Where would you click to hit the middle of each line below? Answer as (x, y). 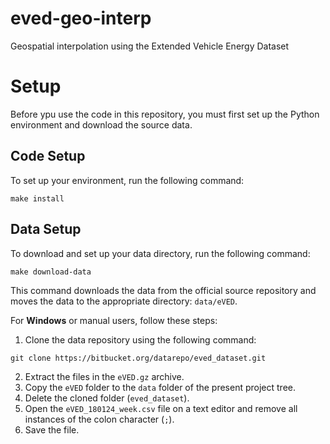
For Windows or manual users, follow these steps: (114, 320)
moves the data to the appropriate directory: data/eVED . (124, 301)
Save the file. (52, 429)
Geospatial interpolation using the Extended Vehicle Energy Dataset (150, 46)
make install (37, 198)
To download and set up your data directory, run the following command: (160, 253)
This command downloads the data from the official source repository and (163, 290)
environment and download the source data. (101, 124)
